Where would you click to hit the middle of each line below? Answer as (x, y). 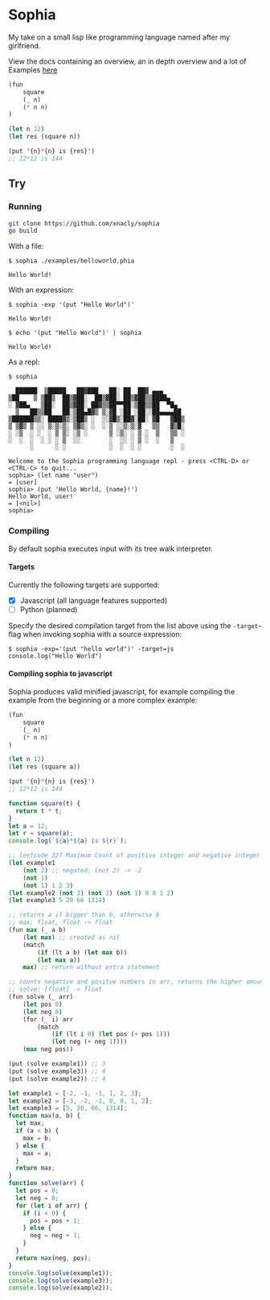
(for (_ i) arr (48, 1019)
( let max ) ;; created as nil (72, 937)
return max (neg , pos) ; (53, 1258)
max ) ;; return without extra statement (91, 967)
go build (23, 231)
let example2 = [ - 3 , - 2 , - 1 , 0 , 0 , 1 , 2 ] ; (80, 1101)
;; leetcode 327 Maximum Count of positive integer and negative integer (135, 855)
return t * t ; (39, 811)
